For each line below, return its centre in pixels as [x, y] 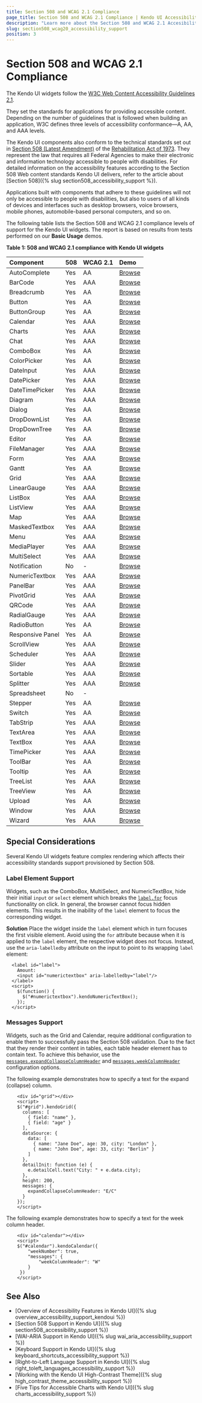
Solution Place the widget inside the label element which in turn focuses [97, 929]
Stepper [20, 703]
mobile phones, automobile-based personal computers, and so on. [89, 212]
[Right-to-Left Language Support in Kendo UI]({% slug [82, 1362]
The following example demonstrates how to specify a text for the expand [98, 1079]
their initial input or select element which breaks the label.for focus [92, 898]
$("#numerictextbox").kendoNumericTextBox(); [80, 997]
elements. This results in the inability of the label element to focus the [93, 911]
